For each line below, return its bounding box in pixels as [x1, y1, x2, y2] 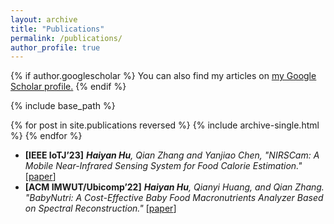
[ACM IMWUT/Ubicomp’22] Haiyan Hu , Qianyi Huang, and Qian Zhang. [24, 181, 325, 193]
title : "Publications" [10, 24, 105, 34]
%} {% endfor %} [10, 130, 83, 142]
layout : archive [10, 14, 78, 25]
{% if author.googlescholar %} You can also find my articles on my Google [10, 70, 317, 82]
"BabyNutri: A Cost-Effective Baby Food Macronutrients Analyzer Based [24, 192, 324, 204]
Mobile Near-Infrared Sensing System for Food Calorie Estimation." [24, 160, 303, 172]
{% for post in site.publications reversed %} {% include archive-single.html [10, 119, 320, 131]
